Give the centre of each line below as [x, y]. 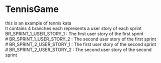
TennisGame [32, 9]
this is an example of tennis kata [38, 23]
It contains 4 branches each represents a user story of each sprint [73, 28]
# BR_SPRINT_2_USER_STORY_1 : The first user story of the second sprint [81, 44]
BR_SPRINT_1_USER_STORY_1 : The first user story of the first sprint [74, 33]
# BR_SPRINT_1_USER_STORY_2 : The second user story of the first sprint [81, 39]
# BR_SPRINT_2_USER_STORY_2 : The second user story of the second [78, 49]
